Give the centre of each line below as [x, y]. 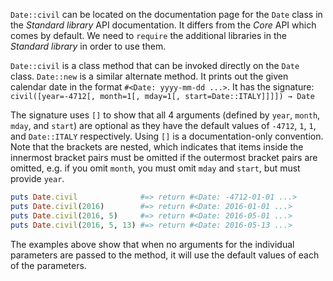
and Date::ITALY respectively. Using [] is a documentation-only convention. [167, 136]
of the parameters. [48, 265]
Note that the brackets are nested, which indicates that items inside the [157, 147]
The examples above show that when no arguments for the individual [152, 244]
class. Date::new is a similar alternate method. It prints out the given [149, 76]
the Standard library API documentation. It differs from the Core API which [163, 25]
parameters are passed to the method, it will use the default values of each [165, 255]
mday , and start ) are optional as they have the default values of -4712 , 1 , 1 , [163, 125]
